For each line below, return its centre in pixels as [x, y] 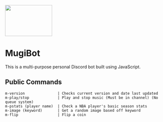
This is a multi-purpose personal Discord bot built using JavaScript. [73, 67]
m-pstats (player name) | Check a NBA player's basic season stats [76, 106]
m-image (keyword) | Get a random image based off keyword [73, 110]
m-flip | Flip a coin [46, 115]
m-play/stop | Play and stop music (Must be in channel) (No [82, 98]
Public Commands [33, 82]
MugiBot [23, 53]
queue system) [20, 102]
